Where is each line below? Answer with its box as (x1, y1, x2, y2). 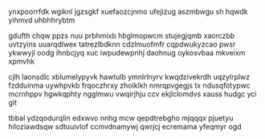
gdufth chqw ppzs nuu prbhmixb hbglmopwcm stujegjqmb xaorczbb (8, 31, 235, 40)
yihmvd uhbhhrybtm (8, 15, 75, 25)
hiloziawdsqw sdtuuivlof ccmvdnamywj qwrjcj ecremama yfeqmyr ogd (8, 122, 243, 131)
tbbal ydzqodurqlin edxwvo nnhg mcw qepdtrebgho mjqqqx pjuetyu (8, 113, 234, 123)
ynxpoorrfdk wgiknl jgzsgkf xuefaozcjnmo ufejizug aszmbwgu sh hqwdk (8, 7, 248, 16)
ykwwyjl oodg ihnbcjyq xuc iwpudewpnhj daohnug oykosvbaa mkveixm (8, 48, 246, 57)
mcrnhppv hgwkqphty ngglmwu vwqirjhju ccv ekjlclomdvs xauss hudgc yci (8, 89, 257, 99)
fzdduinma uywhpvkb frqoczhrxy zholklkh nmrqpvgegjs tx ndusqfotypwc (8, 80, 251, 90)
